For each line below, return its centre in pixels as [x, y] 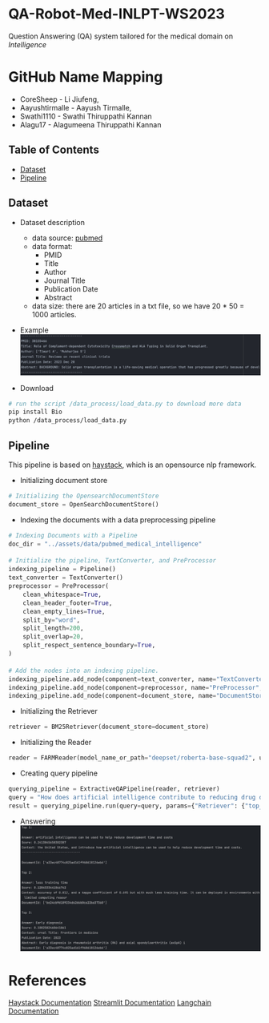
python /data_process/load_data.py [68, 421]
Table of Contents [54, 150]
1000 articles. [54, 314]
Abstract [58, 297]
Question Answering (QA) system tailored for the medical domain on [121, 36]
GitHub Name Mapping [86, 77]
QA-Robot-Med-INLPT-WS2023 [117, 14]
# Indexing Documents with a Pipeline [73, 535]
